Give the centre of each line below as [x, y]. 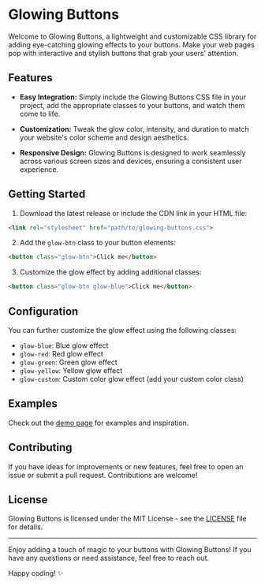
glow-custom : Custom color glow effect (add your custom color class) [132, 379]
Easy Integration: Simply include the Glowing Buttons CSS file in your [133, 97]
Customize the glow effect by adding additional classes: [110, 272]
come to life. [40, 114]
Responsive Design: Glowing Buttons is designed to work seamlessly [132, 152]
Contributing [40, 448]
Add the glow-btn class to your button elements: [97, 243]
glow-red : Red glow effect [62, 354]
